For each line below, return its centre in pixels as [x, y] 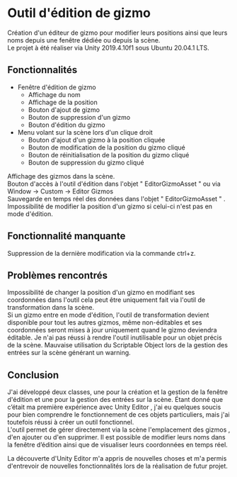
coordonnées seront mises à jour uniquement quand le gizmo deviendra [112, 330]
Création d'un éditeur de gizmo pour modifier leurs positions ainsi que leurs [117, 33]
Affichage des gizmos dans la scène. [61, 176]
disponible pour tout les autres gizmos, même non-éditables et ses [105, 322]
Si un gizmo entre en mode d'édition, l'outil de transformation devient [108, 315]
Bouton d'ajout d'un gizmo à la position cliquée [97, 140]
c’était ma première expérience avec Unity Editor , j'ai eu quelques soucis [114, 407]
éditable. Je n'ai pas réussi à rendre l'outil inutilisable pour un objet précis [115, 337]
